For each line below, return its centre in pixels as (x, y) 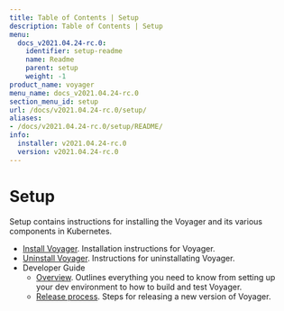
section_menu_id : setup (54, 101)
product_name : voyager (52, 85)
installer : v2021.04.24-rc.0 (72, 143)
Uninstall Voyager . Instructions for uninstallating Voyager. (128, 258)
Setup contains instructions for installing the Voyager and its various (136, 221)
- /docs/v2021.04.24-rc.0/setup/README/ (87, 127)
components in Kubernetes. (61, 231)
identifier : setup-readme (74, 51)
